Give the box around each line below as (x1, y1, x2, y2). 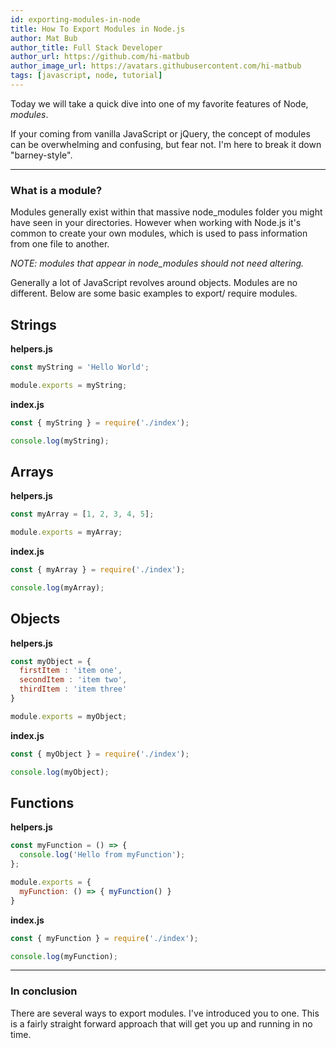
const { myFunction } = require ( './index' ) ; (10, 933, 199, 943)
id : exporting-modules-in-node (10, 14, 141, 25)
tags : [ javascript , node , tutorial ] (10, 71, 163, 81)
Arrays (10, 463, 54, 480)
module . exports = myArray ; (10, 527, 123, 538)
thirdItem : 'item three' (19, 684, 128, 695)
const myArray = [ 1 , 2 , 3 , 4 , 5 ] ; (10, 509, 155, 520)
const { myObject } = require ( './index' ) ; (10, 749, 190, 759)
